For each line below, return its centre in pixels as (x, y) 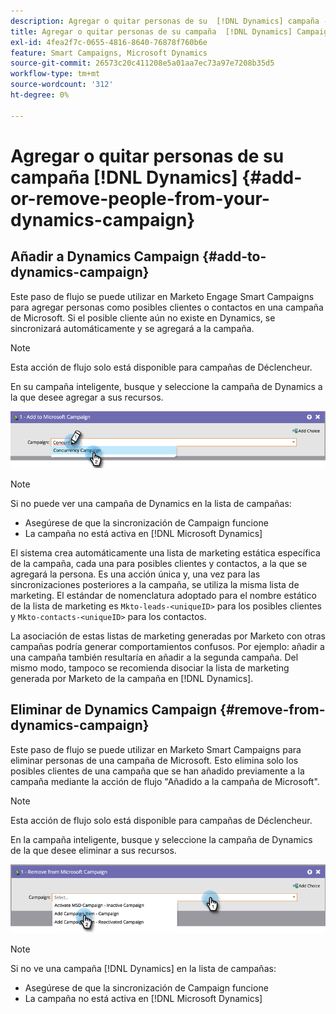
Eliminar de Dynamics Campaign (114, 710)
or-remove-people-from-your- (140, 198)
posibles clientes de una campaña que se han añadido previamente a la (157, 771)
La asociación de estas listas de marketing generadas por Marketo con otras (168, 636)
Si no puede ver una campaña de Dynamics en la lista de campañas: (151, 503)
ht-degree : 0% (40, 95)
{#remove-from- (272, 710)
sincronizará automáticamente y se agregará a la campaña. (132, 328)
